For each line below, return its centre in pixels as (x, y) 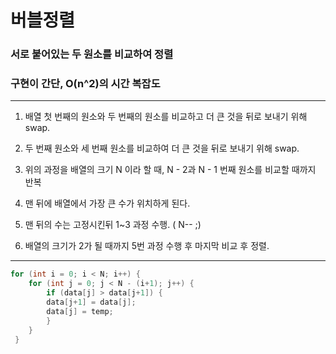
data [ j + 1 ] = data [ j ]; (91, 302)
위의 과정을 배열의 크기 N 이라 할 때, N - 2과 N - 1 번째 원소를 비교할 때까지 (170, 170)
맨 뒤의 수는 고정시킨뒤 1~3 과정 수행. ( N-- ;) (113, 225)
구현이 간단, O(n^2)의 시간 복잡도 (85, 84)
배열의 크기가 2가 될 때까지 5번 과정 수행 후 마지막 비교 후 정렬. (147, 246)
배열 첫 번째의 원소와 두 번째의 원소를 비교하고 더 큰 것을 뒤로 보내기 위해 (166, 117)
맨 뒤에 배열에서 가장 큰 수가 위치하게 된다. (107, 203)
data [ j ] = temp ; (80, 311)
